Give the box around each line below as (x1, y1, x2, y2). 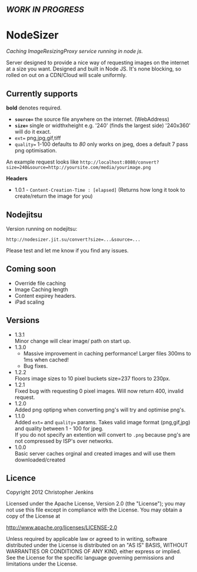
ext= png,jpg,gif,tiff (14, 135, 61, 142)
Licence (6, 473, 36, 483)
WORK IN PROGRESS (6, 5, 84, 15)
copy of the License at (6, 513, 61, 520)
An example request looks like (6, 158, 79, 165)
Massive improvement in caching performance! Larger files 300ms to (23, 350, 191, 357)
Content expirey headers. (14, 292, 76, 299)
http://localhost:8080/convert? (80, 159, 159, 165)
